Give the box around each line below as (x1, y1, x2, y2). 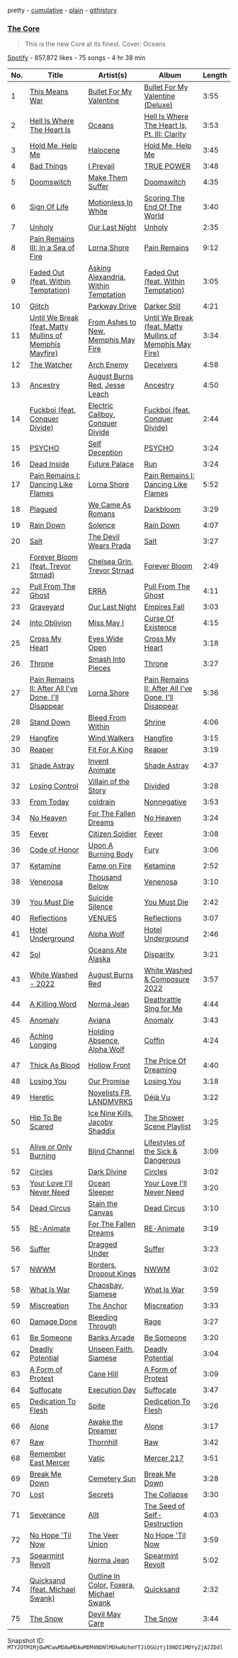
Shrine (144, 717, 166, 727)
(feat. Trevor (29, 561, 71, 571)
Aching (29, 1032, 54, 1041)
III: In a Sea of (29, 243, 75, 253)
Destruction (144, 1519, 183, 1529)
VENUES (88, 913, 118, 923)
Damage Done (29, 1317, 78, 1327)
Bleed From (88, 713, 126, 723)
